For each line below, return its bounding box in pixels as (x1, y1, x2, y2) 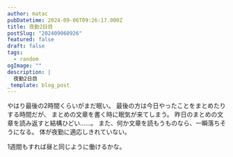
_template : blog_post (7, 82, 70, 89)
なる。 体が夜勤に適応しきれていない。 (19, 128, 131, 136)
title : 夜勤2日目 (7, 23, 54, 30)
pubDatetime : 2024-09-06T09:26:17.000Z (7, 17, 123, 24)
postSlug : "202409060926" (7, 29, 82, 37)
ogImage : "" (7, 62, 42, 69)
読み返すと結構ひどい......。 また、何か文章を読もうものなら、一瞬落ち (19, 119, 220, 128)
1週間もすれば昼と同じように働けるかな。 (7, 142, 126, 151)
